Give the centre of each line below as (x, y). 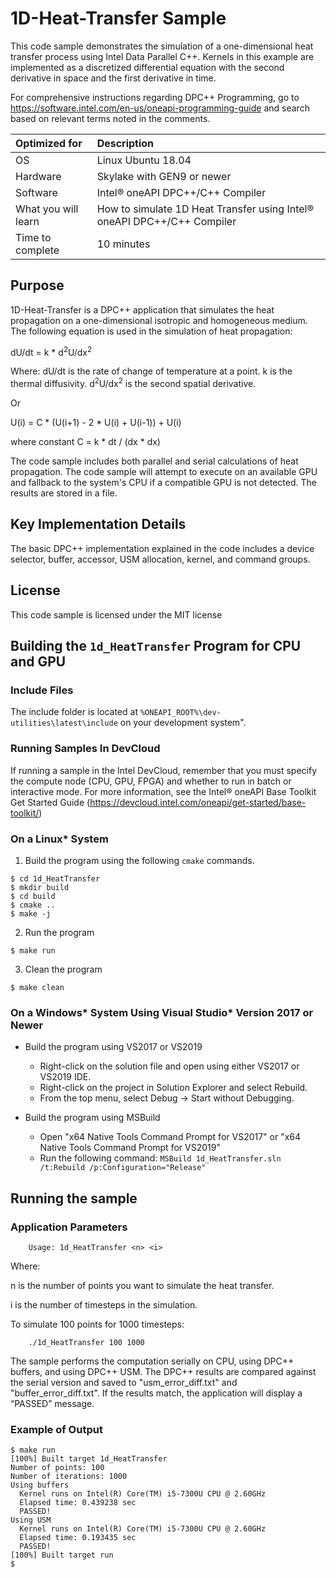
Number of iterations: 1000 (69, 1477)
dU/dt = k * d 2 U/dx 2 (51, 351)
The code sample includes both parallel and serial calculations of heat (154, 461)
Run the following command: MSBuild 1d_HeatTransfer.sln (160, 1158)
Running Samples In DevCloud (85, 749)
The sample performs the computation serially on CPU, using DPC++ (152, 1361)
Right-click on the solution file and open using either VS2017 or (169, 1066)
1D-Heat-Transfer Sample (118, 18)
